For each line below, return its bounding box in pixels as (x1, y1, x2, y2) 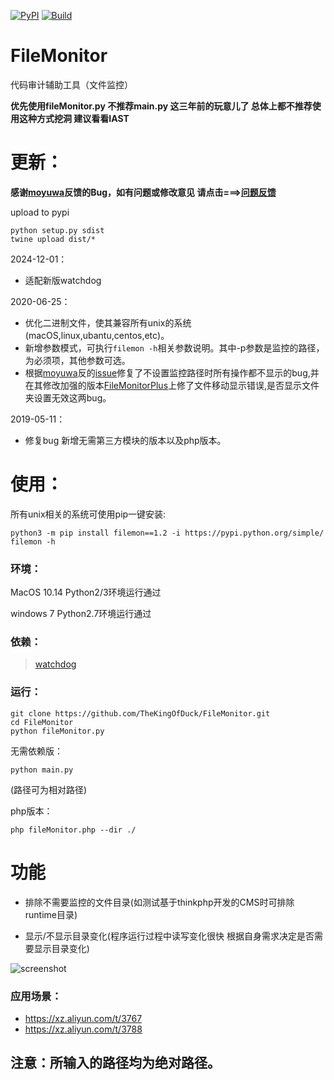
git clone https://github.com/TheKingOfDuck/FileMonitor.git (10, 708, 271, 719)
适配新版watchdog (24, 274, 102, 286)
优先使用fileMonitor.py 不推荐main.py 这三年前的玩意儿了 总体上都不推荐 (10, 100, 313, 112)
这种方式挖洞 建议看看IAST (18, 112, 130, 124)
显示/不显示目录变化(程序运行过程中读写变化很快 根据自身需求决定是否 (24, 930, 315, 942)
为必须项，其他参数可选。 (24, 354, 131, 366)
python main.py (10, 765, 74, 775)
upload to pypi (10, 206, 70, 218)
